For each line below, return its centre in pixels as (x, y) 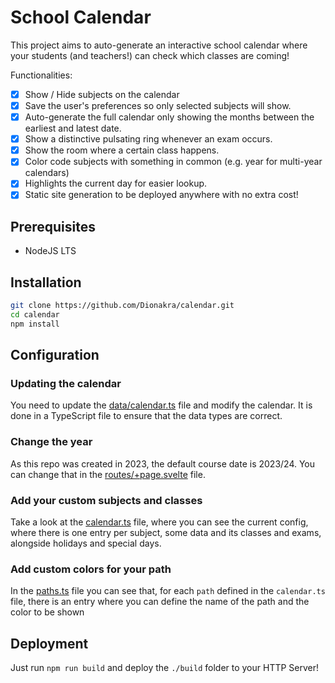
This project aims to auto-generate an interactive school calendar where (159, 45)
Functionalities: (41, 75)
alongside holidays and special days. (86, 543)
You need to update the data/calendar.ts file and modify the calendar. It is (161, 405)
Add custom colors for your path (91, 569)
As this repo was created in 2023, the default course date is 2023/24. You (163, 463)
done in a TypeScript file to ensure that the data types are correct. (146, 416)
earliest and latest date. (73, 128)
